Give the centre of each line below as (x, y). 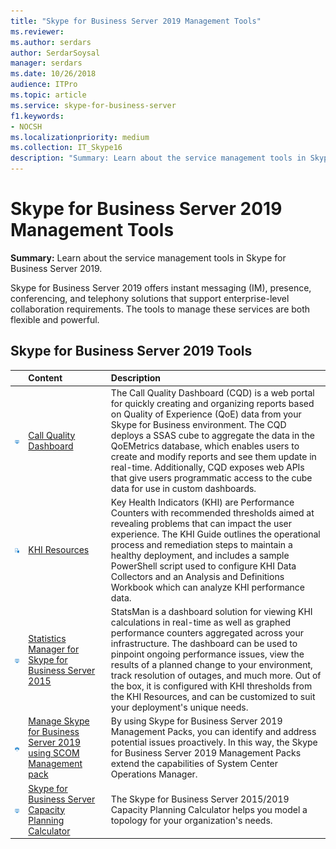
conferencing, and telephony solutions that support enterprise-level (150, 298)
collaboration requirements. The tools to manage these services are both (160, 309)
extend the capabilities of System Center (194, 764)
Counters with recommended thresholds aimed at (212, 512)
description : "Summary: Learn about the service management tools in (158, 158)
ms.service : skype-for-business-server (93, 105)
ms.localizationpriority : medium (80, 137)
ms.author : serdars (51, 42)
